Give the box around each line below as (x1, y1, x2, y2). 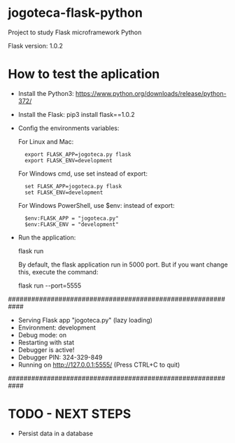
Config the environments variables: (17, 124, 120, 132)
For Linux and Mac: (17, 137, 74, 146)
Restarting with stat (17, 338, 75, 346)
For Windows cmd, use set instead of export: (17, 169, 148, 178)
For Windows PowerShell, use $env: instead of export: (17, 201, 175, 209)
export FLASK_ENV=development (24, 157, 113, 164)
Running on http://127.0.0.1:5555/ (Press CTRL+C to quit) (17, 360, 180, 369)
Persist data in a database (17, 429, 94, 437)
